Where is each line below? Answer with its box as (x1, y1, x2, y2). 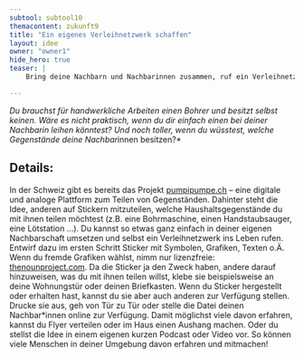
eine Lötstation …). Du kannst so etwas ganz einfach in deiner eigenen (9, 223, 272, 234)
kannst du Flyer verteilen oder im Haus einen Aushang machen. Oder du (9, 319, 279, 330)
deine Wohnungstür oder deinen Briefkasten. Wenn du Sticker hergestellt (9, 280, 282, 291)
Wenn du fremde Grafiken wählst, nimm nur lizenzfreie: (9, 251, 215, 263)
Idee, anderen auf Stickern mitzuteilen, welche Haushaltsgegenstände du (9, 203, 283, 214)
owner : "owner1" (9, 47, 71, 56)
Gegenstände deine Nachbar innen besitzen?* (9, 133, 182, 145)
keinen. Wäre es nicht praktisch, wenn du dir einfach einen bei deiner (9, 114, 269, 125)
